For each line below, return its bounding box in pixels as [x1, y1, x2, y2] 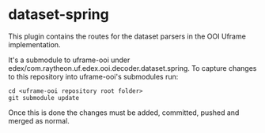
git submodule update [8, 94, 80, 102]
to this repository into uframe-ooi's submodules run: [8, 72, 179, 81]
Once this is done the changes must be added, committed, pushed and [8, 108, 240, 117]
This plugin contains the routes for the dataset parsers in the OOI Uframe [8, 31, 247, 41]
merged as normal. [8, 116, 70, 125]
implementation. [8, 39, 61, 49]
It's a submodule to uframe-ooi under [8, 55, 131, 65]
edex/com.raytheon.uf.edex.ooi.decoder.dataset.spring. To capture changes [8, 63, 257, 72]
